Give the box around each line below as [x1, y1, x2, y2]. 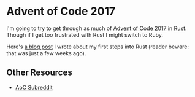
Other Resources [6, 68, 72, 78]
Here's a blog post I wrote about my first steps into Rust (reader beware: [6, 43, 189, 50]
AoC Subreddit [15, 83, 53, 91]
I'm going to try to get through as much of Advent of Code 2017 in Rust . [6, 25, 187, 32]
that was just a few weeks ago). [6, 49, 86, 56]
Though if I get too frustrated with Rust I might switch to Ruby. [6, 31, 164, 38]
